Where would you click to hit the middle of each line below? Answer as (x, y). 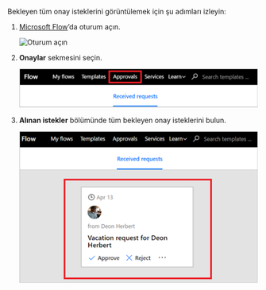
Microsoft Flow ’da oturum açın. (69, 27)
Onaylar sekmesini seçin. (60, 58)
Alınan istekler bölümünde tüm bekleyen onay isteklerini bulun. (123, 120)
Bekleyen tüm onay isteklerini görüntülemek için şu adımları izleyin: (117, 12)
